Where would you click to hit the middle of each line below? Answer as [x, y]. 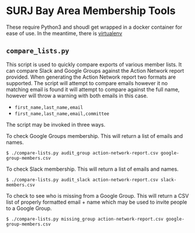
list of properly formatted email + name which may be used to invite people [97, 202]
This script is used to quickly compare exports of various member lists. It [94, 64]
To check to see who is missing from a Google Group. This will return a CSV [97, 195]
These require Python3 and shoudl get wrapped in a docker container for [94, 27]
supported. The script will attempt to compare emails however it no [87, 83]
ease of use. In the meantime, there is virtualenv [64, 33]
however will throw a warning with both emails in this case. [77, 96]
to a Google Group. [29, 208]
